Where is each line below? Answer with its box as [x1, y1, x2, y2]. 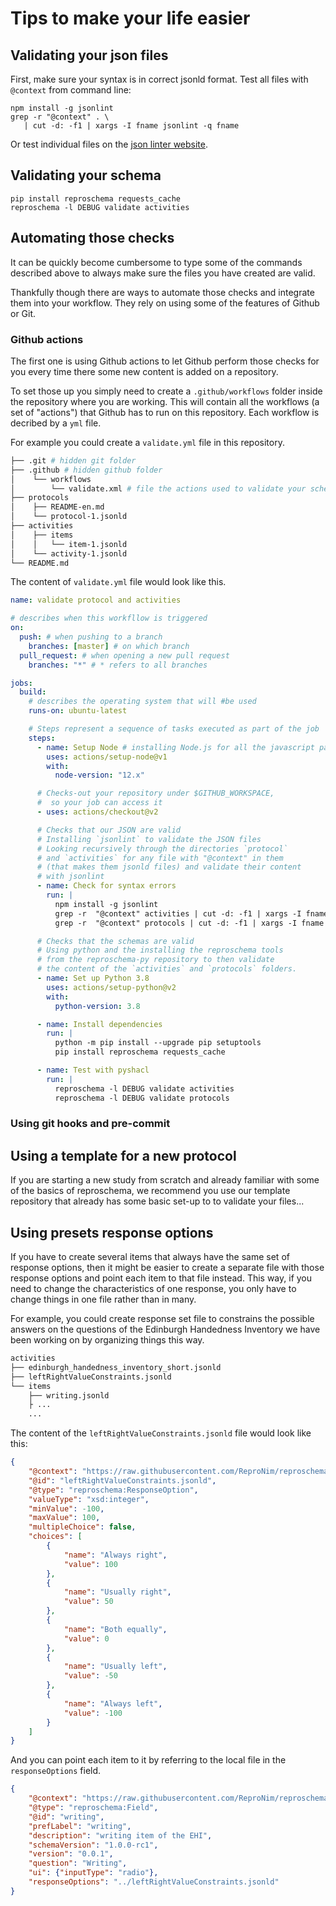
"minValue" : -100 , [28, 1503, 105, 1514]
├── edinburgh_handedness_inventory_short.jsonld [10, 1362, 222, 1372]
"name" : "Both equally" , [63, 1624, 168, 1634]
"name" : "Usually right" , [63, 1587, 172, 1597]
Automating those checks [10, 230, 175, 247]
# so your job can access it [36, 798, 163, 808]
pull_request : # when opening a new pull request [19, 650, 230, 661]
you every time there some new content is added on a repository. [10, 365, 279, 377]
